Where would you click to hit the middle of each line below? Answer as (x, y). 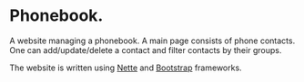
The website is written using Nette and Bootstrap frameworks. (126, 68)
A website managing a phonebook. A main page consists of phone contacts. (152, 41)
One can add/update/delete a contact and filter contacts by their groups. (146, 50)
